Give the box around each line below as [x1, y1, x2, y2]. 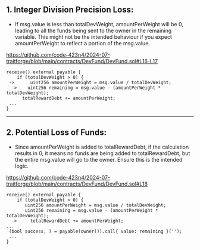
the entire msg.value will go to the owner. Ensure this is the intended [14, 156, 183, 163]
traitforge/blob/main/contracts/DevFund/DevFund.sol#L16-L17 [6, 57, 158, 64]
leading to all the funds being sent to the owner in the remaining [14, 27, 172, 34]
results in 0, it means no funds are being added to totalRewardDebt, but [14, 149, 190, 157]
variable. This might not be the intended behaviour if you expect [14, 33, 173, 41]
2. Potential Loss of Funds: [6, 128, 107, 138]
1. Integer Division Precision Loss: [6, 5, 134, 15]
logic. [14, 162, 29, 169]
